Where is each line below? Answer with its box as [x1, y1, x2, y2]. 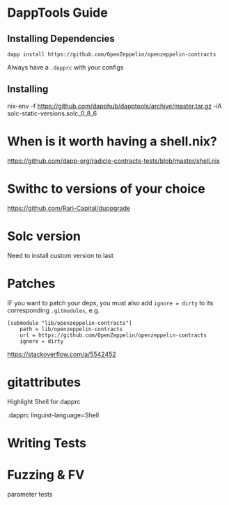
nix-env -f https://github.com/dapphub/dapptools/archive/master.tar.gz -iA [7, 102, 222, 110]
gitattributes [7, 374, 81, 390]
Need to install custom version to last [7, 251, 113, 259]
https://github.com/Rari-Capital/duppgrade [7, 204, 131, 212]
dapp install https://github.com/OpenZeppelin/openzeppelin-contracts [7, 51, 216, 58]
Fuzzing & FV [7, 467, 85, 483]
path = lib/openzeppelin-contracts [19, 326, 123, 332]
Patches [7, 275, 56, 291]
